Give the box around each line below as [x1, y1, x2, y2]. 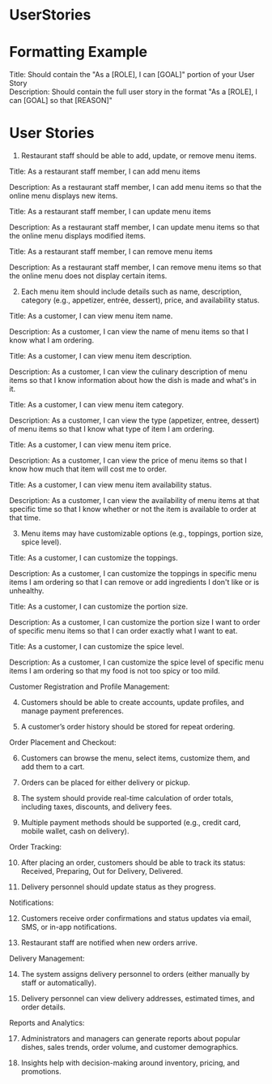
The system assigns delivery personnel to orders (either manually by [20, 970, 250, 979]
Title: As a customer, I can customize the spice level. [9, 642, 185, 652]
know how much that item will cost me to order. [9, 464, 168, 474]
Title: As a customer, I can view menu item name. [9, 311, 173, 321]
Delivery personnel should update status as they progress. [20, 882, 217, 892]
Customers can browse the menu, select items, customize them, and [20, 753, 250, 764]
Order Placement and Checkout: [9, 738, 117, 747]
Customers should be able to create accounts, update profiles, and [20, 698, 244, 708]
